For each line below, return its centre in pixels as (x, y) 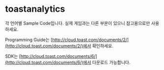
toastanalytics (35, 9)
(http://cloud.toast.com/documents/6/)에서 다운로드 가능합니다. (68, 62)
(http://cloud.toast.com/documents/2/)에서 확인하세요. (59, 46)
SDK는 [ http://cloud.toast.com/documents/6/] (51, 56)
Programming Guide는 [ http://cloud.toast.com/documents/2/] (67, 40)
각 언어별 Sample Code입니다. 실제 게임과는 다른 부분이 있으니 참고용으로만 (78, 23)
